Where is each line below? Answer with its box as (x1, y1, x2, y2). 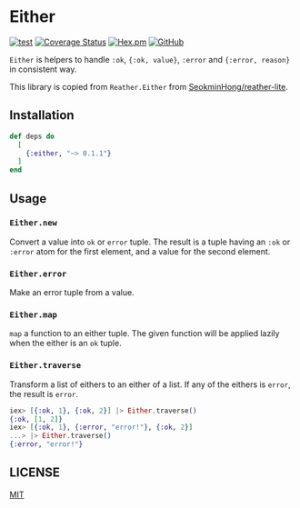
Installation (9, 107, 75, 124)
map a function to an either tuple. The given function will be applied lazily (9, 328, 280, 339)
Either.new (9, 218, 57, 228)
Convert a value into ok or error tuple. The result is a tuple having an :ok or (9, 236, 291, 247)
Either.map (9, 310, 57, 320)
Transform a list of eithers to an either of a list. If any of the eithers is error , (9, 379, 291, 390)
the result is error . (9, 388, 79, 399)
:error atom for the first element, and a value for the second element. (9, 245, 271, 256)
